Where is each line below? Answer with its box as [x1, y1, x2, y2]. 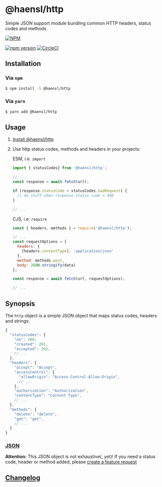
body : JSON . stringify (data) [17, 263, 76, 268]
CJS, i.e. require [12, 216, 47, 222]
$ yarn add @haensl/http [5, 109, 57, 114]
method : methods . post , [17, 258, 65, 263]
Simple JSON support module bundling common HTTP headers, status [5, 20, 151, 26]
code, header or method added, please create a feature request [5, 459, 137, 465]
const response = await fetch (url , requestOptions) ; [12, 276, 125, 282]
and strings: [5, 318, 30, 324]
